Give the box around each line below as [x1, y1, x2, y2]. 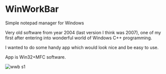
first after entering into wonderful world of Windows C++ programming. [5, 35, 152, 41]
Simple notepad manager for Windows [5, 20, 84, 26]
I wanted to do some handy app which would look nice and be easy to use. [5, 44, 159, 50]
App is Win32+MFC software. [5, 54, 66, 60]
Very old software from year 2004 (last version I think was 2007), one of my [5, 29, 161, 35]
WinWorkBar [5, 3, 59, 15]
